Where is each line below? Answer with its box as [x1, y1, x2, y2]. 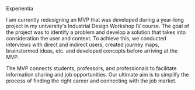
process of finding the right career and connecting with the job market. [6, 77, 177, 84]
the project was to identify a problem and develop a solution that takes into [6, 29, 186, 36]
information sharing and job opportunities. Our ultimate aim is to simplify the [6, 71, 189, 78]
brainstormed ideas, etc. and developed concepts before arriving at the [6, 47, 178, 54]
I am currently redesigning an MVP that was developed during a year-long [6, 16, 184, 23]
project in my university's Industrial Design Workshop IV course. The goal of [6, 23, 190, 29]
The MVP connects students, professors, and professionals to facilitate [6, 65, 177, 72]
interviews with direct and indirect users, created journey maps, [6, 41, 159, 48]
